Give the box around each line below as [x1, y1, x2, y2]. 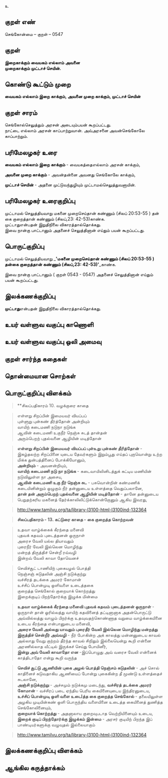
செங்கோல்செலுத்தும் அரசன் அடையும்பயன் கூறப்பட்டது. [5, 122, 111, 128]
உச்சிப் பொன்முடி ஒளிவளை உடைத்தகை [17, 582, 94, 588]
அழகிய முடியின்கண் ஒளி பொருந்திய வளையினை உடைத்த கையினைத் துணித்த [17, 699, 163, 705]
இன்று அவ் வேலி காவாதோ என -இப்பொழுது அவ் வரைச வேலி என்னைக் [17, 649, 157, 655]
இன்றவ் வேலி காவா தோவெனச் [17, 555, 79, 561]
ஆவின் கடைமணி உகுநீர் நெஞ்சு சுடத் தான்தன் [17, 429, 107, 435]
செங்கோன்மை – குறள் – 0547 [5, 31, 64, 37]
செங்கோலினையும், [17, 704, 52, 710]
